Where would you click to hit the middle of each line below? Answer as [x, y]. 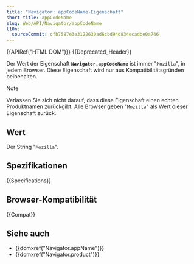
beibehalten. [22, 77]
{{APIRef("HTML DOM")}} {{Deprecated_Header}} [69, 52]
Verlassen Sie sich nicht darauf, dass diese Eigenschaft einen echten [92, 100]
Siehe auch [28, 233]
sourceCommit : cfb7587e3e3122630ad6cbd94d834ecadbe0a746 [85, 35]
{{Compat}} [21, 214]
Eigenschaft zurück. [31, 113]
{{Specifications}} [29, 181]
